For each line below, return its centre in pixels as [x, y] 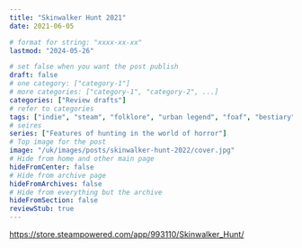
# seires [26, 125]
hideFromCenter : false [52, 167]
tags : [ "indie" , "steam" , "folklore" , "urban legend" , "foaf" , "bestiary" [152, 117]
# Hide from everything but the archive [86, 192]
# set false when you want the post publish [94, 67]
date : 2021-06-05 [42, 26]
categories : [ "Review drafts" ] [68, 100]
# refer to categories [52, 109]
